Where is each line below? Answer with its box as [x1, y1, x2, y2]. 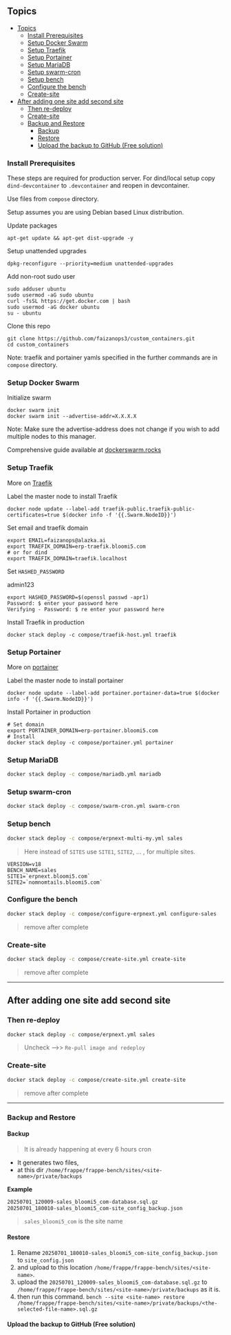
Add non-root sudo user [7, 273, 76, 281]
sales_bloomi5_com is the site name [23, 1217, 123, 1225]
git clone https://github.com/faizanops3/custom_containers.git [7, 335, 195, 342]
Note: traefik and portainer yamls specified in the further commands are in [7, 353, 218, 362]
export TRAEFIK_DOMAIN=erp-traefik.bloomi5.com [7, 543, 146, 550]
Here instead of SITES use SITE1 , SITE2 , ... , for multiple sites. [23, 847, 196, 856]
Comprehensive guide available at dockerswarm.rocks [7, 446, 162, 454]
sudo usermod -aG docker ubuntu [7, 304, 100, 311]
